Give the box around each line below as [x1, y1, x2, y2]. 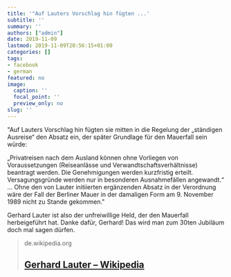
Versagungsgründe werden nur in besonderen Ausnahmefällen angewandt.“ [7, 175, 225, 184]
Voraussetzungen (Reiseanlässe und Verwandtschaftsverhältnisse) [7, 160, 198, 169]
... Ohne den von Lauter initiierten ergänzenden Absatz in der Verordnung [7, 182, 216, 191]
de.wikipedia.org [24, 239, 73, 247]
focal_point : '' [13, 94, 60, 101]
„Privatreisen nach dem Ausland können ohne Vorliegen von [7, 153, 178, 162]
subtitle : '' [7, 17, 45, 23]
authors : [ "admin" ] [7, 29, 64, 37]
